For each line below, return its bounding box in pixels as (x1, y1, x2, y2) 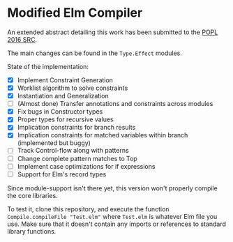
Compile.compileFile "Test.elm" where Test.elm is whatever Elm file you (7, 212, 218, 220)
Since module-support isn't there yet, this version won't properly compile (7, 183, 218, 192)
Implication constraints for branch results (17, 123, 136, 132)
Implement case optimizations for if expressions (17, 162, 156, 170)
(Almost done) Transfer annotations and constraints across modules (17, 100, 213, 108)
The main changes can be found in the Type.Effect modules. (7, 49, 183, 57)
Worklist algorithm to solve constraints (17, 84, 128, 92)
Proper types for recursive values (17, 115, 114, 123)
